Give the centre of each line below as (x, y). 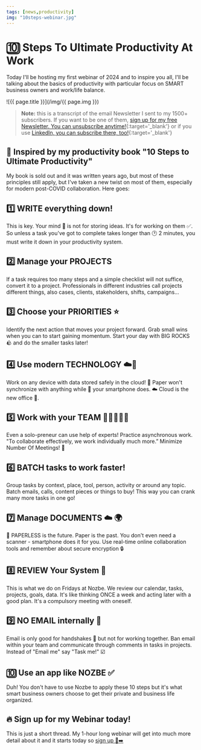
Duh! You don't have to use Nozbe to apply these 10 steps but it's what (94, 687)
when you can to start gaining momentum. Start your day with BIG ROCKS (98, 335)
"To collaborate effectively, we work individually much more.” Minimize (94, 441)
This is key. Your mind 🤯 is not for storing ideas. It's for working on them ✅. (100, 226)
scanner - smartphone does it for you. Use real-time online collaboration (96, 541)
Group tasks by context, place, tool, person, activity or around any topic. (96, 485)
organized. (20, 700)
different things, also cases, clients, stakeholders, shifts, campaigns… (93, 292)
